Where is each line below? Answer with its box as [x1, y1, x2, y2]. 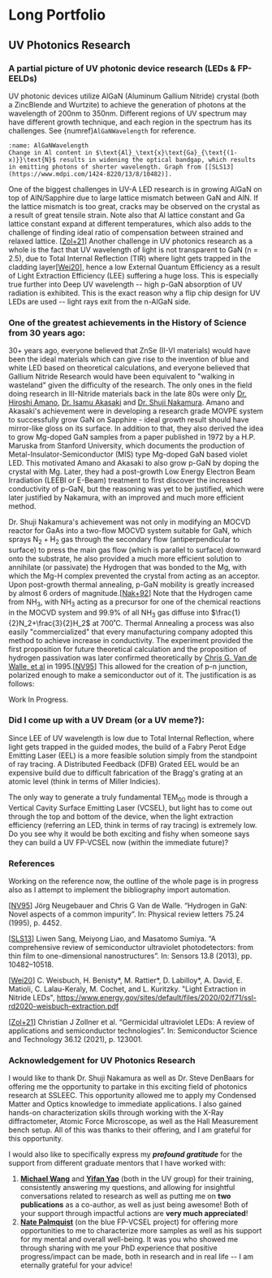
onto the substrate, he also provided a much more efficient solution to [8, 554, 242, 563]
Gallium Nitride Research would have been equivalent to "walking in [8, 372, 235, 382]
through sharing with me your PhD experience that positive [19, 1243, 218, 1253]
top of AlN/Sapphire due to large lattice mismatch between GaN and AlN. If [8, 193, 258, 203]
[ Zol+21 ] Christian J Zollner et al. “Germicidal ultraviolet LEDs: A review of [8, 1017, 255, 1026]
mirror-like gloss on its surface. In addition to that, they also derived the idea [8, 423, 264, 433]
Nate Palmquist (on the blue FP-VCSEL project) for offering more [19, 1217, 238, 1227]
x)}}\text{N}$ [8, 155, 57, 164]
